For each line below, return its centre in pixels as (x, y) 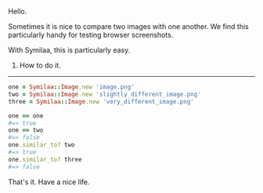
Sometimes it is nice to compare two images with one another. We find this (128, 26)
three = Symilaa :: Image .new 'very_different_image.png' (101, 101)
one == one (26, 116)
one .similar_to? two (42, 145)
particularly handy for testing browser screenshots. (91, 35)
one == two (26, 130)
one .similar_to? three (45, 159)
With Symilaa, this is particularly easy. (69, 50)
